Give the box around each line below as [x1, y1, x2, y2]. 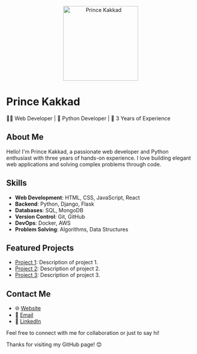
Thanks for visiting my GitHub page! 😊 [6, 341, 102, 348]
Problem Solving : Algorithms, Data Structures [14, 225, 129, 233]
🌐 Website [14, 305, 41, 312]
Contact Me [6, 289, 51, 299]
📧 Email [14, 312, 34, 319]
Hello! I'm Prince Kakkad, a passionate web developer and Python [6, 148, 169, 155]
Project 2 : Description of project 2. [14, 265, 101, 272]
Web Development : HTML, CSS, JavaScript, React [14, 194, 140, 201]
